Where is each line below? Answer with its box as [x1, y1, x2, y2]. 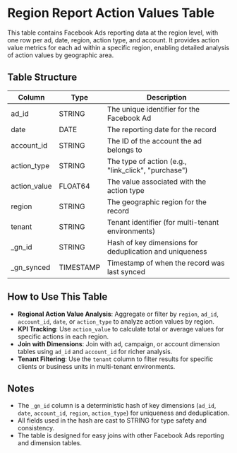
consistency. [17, 424, 55, 433]
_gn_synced [11, 262, 51, 272]
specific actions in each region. [17, 332, 109, 341]
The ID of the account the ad [107, 136, 202, 146]
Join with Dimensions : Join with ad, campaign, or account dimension [17, 339, 220, 348]
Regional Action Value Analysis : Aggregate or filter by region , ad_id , [17, 310, 219, 318]
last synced [107, 266, 146, 276]
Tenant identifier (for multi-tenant [107, 217, 219, 227]
